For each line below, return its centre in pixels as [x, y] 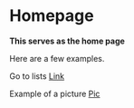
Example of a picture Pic [55, 93]
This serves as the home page [67, 41]
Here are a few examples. [57, 58]
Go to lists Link [37, 76]
